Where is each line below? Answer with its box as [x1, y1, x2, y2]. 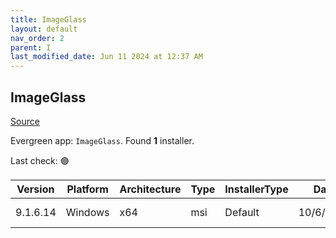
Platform [66, 182, 109, 196]
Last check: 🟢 [10, 154, 70, 166]
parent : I [10, 42, 52, 53]
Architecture [119, 182, 182, 196]
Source [10, 115, 40, 127]
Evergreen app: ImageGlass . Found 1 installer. [10, 134, 195, 146]
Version [16, 182, 55, 196]
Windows [65, 205, 110, 219]
